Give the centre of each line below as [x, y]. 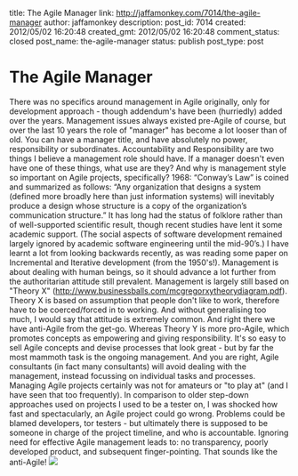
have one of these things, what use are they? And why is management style [148, 167]
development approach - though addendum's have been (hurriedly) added [146, 111]
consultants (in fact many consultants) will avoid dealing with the [128, 366]
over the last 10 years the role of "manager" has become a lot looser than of [148, 130]
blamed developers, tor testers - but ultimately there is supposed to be [139, 423]
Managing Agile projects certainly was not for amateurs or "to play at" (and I [149, 385]
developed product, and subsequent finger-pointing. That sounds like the [144, 451]
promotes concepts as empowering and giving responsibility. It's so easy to [148, 338]
